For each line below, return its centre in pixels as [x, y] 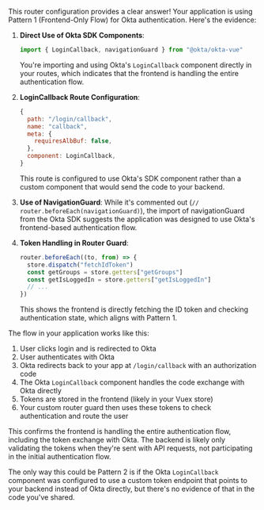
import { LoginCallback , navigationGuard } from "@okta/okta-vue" [131, 50]
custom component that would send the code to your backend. [122, 186]
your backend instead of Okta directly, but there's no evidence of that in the [132, 489]
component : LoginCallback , [72, 156]
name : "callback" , [57, 126]
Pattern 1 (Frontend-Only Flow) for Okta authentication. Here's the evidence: [132, 20]
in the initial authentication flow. [60, 457]
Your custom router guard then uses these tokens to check [115, 408]
